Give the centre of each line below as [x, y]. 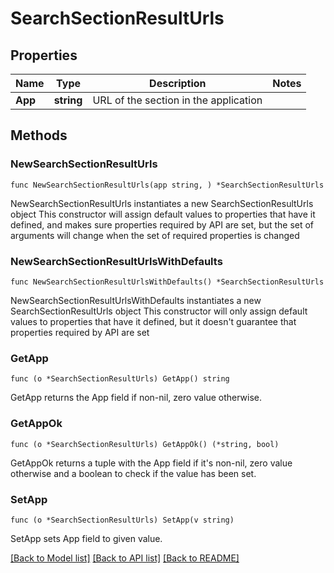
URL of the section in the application [177, 100]
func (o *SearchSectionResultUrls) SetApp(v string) [122, 520]
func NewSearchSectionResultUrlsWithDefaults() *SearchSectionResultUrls [167, 282]
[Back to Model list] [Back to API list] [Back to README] [125, 558]
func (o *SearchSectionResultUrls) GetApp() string [120, 379]
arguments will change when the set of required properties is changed [155, 235]
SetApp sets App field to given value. [86, 538]
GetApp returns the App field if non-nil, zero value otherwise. [136, 398]
